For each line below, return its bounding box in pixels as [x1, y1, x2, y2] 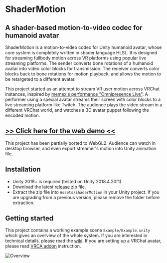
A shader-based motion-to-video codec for [5, 23, 143, 32]
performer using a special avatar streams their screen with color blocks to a [5, 96, 161, 102]
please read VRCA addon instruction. [5, 243, 81, 249]
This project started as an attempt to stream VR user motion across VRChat [5, 86, 160, 92]
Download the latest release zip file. [12, 184, 86, 190]
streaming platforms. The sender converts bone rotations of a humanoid [5, 60, 154, 66]
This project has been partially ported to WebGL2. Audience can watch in [5, 140, 156, 146]
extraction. [12, 200, 35, 206]
